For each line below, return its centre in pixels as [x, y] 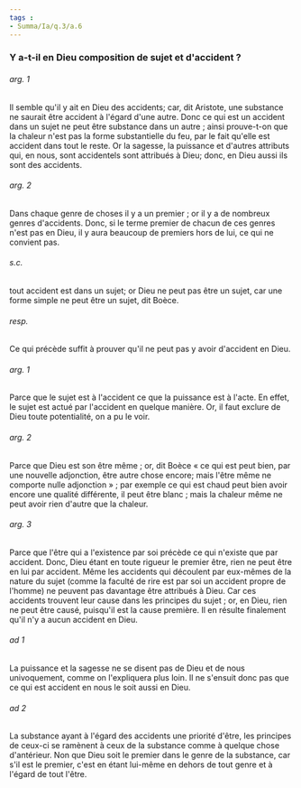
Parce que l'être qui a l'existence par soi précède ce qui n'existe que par [144, 552]
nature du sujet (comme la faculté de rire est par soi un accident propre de [148, 581]
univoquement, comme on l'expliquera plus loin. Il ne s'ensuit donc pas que [150, 678]
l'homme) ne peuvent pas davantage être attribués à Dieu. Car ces [133, 590]
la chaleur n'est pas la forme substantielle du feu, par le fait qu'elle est [140, 135]
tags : [22, 18]
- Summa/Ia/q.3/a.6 [46, 26]
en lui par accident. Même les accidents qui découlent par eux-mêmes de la [150, 571]
